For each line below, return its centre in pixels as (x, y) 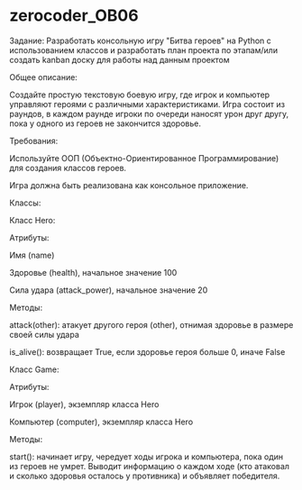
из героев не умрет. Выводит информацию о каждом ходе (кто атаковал (150, 466)
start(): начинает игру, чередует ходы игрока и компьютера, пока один (146, 457)
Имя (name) (32, 255)
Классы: (25, 203)
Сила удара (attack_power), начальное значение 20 (109, 290)
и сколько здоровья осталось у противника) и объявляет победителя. (145, 476)
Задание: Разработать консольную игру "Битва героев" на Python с (141, 41)
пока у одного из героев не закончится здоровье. (105, 123)
